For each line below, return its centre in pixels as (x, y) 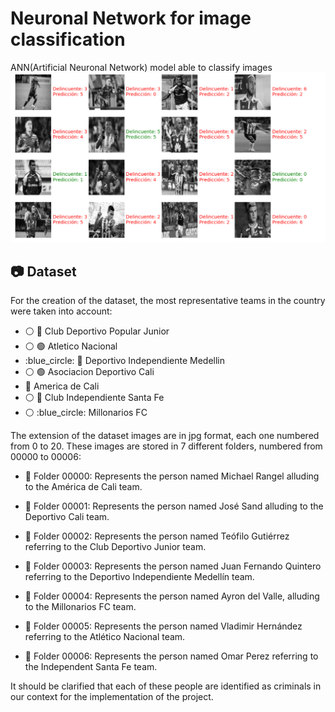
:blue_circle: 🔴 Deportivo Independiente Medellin (125, 360)
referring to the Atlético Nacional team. (105, 636)
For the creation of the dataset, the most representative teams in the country (168, 300)
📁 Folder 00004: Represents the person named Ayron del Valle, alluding (172, 596)
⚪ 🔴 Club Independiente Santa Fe (94, 397)
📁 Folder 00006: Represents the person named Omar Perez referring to (171, 656)
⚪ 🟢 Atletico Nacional (71, 346)
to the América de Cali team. (83, 486)
